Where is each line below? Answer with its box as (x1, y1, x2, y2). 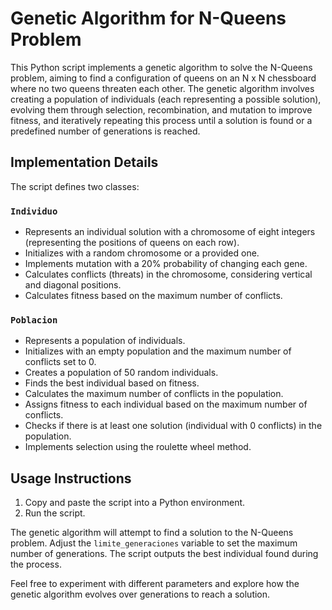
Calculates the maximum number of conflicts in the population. (24, 388, 284, 400)
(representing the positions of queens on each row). (24, 237, 240, 249)
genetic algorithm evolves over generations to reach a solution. (10, 588, 271, 601)
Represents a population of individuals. (24, 335, 186, 347)
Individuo (10, 205, 58, 217)
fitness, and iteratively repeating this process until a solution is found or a (10, 114, 313, 126)
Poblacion (10, 314, 58, 326)
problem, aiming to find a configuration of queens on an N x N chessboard (10, 72, 317, 84)
